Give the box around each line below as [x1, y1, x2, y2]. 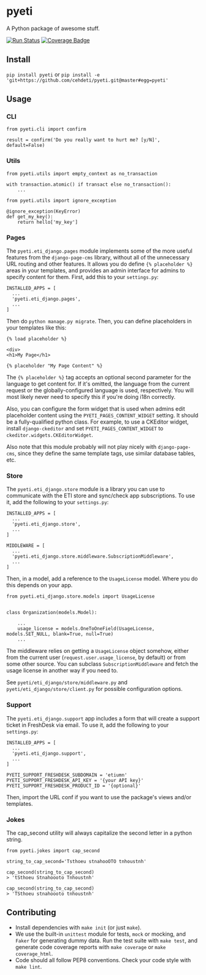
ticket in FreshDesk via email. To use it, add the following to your [6, 721, 169, 728]
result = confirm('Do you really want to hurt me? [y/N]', [6, 137, 161, 143]
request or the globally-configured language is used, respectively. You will [6, 387, 194, 394]
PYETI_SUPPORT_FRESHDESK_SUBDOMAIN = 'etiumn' [6, 772, 128, 778]
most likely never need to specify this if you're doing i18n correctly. [6, 393, 176, 401]
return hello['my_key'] [17, 219, 78, 225]
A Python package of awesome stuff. [6, 25, 100, 32]
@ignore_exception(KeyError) [6, 208, 81, 215]
